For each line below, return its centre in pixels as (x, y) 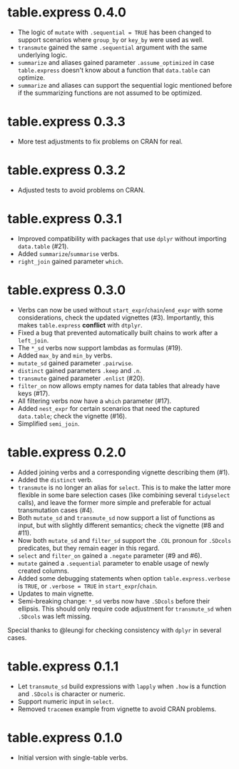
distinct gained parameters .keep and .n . (79, 370)
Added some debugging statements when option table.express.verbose (124, 578)
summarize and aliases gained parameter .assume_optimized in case (116, 62)
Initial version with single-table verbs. (73, 758)
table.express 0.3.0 (67, 290)
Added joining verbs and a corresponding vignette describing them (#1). (124, 472)
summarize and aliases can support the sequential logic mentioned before (125, 85)
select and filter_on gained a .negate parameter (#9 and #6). (110, 555)
